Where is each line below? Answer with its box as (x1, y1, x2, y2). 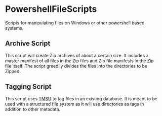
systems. (5, 25, 24, 31)
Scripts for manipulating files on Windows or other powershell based (5, 20, 145, 26)
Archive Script (5, 39, 50, 48)
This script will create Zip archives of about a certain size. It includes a (5, 52, 149, 58)
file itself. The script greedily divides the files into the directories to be (5, 63, 147, 69)
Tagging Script (5, 82, 52, 91)
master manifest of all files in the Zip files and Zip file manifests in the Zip (5, 58, 154, 64)
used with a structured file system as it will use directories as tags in (5, 101, 144, 107)
